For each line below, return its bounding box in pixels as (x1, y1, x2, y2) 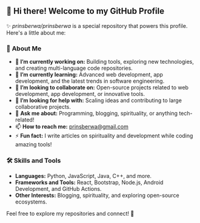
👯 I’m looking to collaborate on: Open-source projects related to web (15, 84, 189, 91)
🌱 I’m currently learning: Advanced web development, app (15, 71, 164, 78)
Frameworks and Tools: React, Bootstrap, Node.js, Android (15, 179, 164, 186)
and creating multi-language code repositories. (15, 64, 133, 72)
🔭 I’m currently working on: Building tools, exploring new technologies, (15, 58, 194, 66)
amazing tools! (15, 141, 52, 148)
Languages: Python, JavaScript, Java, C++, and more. (15, 173, 152, 180)
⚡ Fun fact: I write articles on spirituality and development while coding (15, 132, 193, 140)
